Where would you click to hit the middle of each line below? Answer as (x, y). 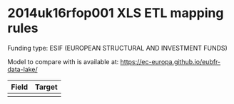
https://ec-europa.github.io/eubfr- (171, 61)
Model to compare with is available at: (63, 61)
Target (46, 87)
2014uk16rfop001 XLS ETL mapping (116, 13)
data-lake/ (22, 69)
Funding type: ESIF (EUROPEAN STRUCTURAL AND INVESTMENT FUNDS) (118, 48)
